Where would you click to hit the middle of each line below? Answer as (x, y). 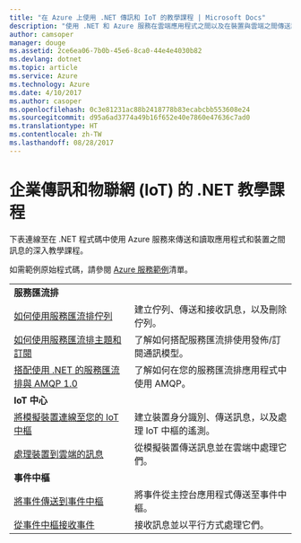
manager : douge (38, 43)
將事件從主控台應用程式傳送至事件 (206, 495)
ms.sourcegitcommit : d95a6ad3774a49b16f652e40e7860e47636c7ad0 (130, 118)
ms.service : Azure (43, 76)
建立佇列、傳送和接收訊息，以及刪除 (211, 309)
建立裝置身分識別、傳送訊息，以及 (206, 416)
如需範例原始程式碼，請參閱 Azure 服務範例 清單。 (101, 269)
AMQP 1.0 (56, 383)
